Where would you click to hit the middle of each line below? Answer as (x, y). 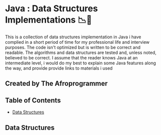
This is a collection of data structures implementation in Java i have (73, 37)
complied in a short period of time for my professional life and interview (77, 42)
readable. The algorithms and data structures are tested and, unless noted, (81, 53)
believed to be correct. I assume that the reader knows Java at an (71, 57)
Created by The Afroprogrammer (56, 84)
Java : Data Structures (52, 9)
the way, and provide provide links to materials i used (59, 68)
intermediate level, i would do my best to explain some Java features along (80, 63)
